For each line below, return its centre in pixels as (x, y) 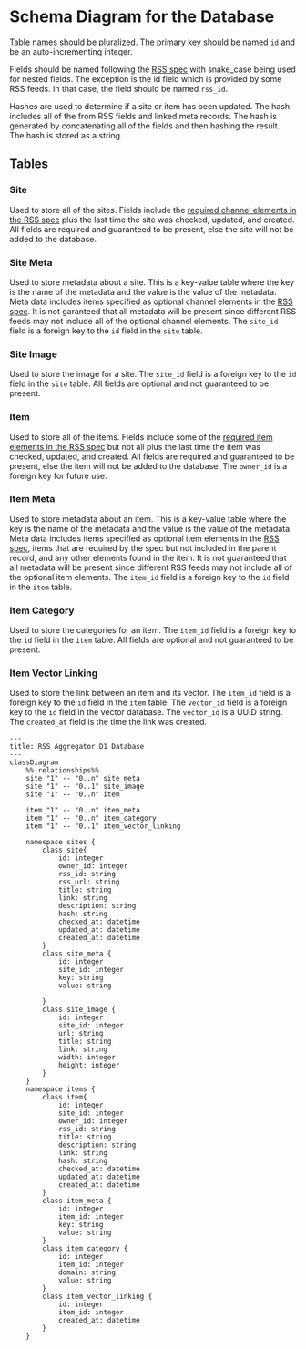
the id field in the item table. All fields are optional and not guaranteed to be (152, 640)
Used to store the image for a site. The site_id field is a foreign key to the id (153, 374)
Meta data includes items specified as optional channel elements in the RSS (151, 301)
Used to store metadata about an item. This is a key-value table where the (148, 519)
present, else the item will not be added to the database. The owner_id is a (148, 465)
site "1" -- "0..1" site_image (85, 787)
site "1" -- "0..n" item (73, 794)
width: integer (87, 1058)
